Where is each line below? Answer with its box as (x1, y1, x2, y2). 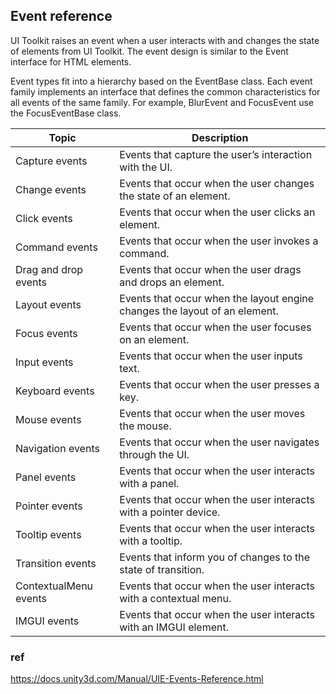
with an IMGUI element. (119, 620, 230, 634)
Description (191, 130, 249, 144)
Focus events (15, 326, 78, 340)
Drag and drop (15, 262, 84, 276)
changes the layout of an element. (119, 304, 279, 318)
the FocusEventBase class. (10, 107, 122, 119)
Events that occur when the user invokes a (119, 234, 319, 248)
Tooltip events (15, 527, 82, 541)
